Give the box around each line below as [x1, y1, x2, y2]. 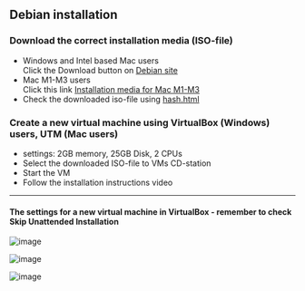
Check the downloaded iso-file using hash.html [22, 93, 200, 104]
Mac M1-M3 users [22, 74, 91, 85]
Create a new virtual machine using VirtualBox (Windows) [9, 116, 271, 129]
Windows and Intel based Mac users [22, 54, 159, 66]
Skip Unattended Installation [9, 216, 120, 227]
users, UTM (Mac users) [9, 127, 119, 140]
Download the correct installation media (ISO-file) [9, 34, 233, 47]
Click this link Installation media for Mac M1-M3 [22, 83, 200, 94]
